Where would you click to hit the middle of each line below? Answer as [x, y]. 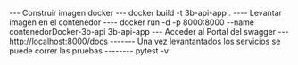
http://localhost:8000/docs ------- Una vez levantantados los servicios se [145, 41]
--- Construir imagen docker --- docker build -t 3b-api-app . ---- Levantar [146, 13]
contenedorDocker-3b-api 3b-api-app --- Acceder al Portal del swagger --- [149, 32]
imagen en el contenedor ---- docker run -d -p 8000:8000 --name [132, 22]
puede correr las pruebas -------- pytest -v [89, 51]
